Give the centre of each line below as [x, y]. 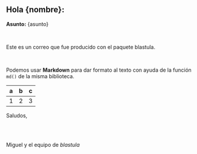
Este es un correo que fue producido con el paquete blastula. [81, 47]
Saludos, [17, 115]
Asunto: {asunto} [28, 24]
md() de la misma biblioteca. [40, 76]
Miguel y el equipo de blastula [43, 145]
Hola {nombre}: [35, 10]
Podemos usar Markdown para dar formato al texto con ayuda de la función [99, 70]
